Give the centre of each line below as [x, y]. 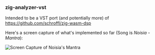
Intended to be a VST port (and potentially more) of [57, 18]
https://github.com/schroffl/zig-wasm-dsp [48, 23]
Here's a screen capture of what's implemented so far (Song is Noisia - [78, 33]
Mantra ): [14, 38]
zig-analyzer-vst [26, 7]
